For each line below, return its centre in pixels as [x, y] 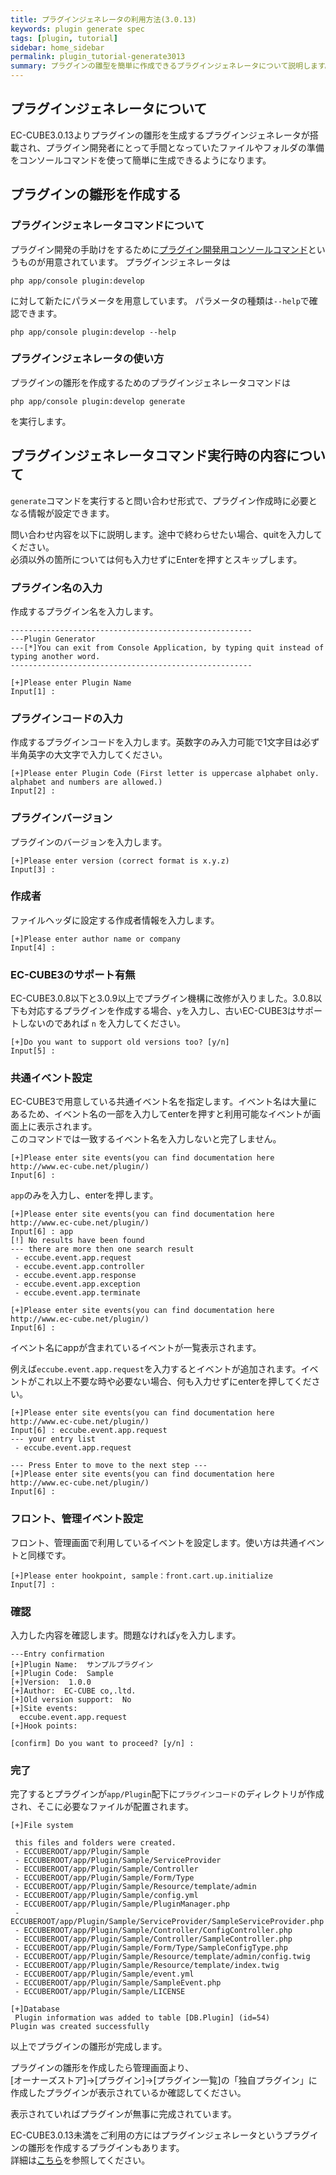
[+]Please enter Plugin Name [71, 682]
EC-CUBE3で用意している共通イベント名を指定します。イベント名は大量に [164, 1102]
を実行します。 [41, 421]
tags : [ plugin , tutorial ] [64, 38]
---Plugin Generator [53, 639]
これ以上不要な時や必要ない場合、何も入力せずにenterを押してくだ [174, 1382]
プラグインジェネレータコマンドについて [107, 226]
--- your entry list [53, 1439]
